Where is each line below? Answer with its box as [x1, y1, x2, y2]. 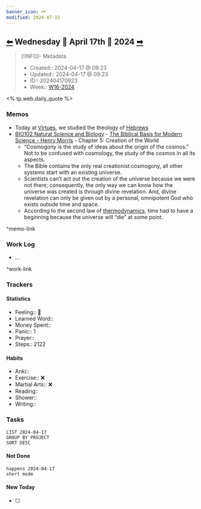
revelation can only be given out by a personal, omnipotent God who [23, 194, 193, 202]
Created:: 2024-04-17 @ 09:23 [29, 64, 107, 72]
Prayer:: [14, 335, 35, 342]
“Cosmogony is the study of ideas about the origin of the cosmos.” [23, 143, 189, 150]
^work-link [6, 265, 32, 273]
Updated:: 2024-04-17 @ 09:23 [29, 70, 109, 78]
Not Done [6, 452, 31, 460]
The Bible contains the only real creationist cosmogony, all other [23, 162, 183, 169]
